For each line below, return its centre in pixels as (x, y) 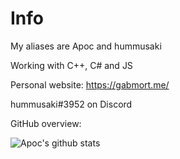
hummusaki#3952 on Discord (71, 104)
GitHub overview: (46, 123)
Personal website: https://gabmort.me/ (90, 84)
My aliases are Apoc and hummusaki (86, 46)
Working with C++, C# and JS (71, 65)
